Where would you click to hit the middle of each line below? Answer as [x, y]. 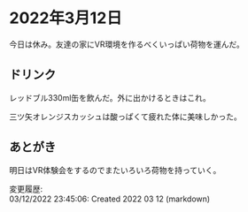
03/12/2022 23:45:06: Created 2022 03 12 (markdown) [110, 199]
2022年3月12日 [66, 18]
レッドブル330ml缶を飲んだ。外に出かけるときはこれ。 [110, 97]
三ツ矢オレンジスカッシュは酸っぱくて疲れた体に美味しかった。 [125, 117]
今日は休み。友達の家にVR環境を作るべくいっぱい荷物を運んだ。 [127, 44]
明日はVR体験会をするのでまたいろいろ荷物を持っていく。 [115, 170]
